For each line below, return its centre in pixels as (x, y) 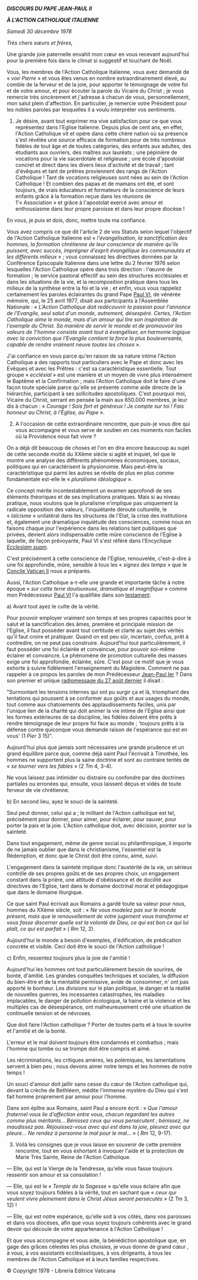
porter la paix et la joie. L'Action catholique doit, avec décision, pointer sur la (99, 825)
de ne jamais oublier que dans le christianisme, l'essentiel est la (84, 849)
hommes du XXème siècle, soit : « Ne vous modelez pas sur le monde (91, 910)
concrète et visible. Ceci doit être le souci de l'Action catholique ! (85, 946)
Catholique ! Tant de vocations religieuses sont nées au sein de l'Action (102, 177)
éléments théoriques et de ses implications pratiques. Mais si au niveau (93, 497)
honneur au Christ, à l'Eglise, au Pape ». (56, 412)
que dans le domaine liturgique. (45, 892)
